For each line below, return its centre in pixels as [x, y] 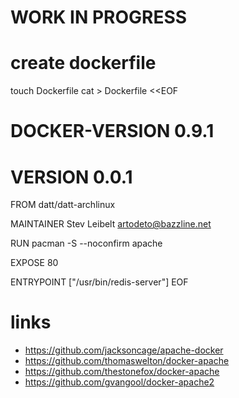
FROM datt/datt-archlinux [63, 205]
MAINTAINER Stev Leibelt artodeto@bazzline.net [111, 224]
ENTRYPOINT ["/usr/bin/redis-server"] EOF [99, 282]
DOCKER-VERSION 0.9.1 [112, 131]
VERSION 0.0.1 [71, 177]
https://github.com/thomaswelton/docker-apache [127, 361]
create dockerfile [83, 63]
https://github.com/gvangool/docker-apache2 [119, 382]
